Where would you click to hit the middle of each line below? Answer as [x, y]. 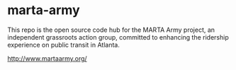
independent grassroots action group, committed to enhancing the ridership [118, 37]
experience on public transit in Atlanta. [64, 45]
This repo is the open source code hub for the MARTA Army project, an [111, 30]
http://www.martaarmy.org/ [47, 58]
